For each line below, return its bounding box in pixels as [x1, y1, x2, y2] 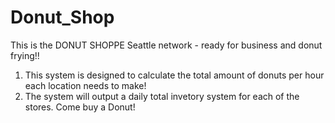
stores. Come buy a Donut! [24, 101, 136, 113]
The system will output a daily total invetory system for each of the [24, 90, 300, 102]
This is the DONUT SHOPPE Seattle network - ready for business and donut [10, 39, 323, 51]
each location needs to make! [24, 79, 147, 91]
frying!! [10, 49, 40, 61]
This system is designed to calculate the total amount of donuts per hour [24, 69, 325, 81]
